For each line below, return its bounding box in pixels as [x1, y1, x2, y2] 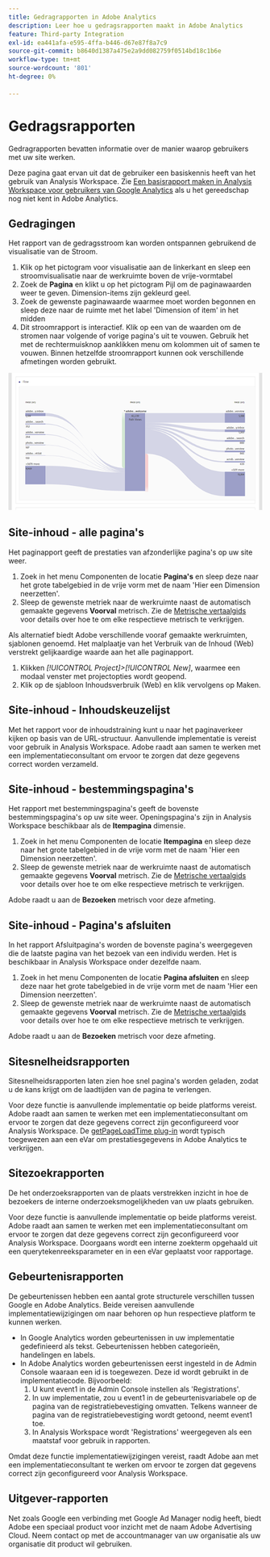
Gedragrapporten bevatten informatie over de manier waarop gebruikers [8, 144, 249, 153]
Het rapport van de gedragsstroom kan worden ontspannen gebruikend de [8, 238, 256, 248]
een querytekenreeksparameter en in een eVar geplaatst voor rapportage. [8, 1246, 254, 1256]
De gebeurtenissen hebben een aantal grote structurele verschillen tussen [8, 1291, 255, 1301]
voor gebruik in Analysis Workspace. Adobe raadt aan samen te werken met [8, 742, 261, 751]
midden [19, 314, 46, 324]
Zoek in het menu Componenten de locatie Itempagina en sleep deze [19, 836, 251, 847]
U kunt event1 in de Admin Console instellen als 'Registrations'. [31, 1384, 241, 1394]
